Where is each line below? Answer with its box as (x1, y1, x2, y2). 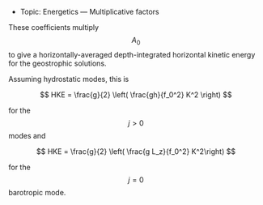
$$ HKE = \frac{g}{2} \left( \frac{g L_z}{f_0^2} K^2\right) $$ (36, 146, 236, 156)
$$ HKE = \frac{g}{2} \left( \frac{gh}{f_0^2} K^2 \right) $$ (40, 89, 232, 100)
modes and (8, 130, 46, 140)
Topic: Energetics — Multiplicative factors (19, 7, 159, 16)
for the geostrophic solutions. (8, 58, 107, 68)
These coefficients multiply (8, 23, 100, 32)
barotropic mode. (8, 187, 66, 197)
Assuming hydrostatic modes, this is (8, 74, 129, 83)
